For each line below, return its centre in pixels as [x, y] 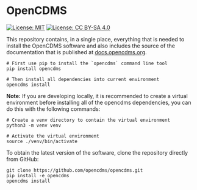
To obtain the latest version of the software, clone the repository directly [97, 152]
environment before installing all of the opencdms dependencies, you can [99, 102]
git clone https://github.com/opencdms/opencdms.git [75, 170]
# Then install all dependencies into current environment [83, 79]
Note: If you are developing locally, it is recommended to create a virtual [97, 96]
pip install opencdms [34, 69]
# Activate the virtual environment [53, 136]
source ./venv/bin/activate [42, 141]
